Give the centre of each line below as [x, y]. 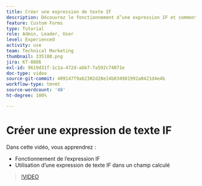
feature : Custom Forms [35, 23]
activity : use [24, 46]
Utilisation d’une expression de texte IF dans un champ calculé [92, 165]
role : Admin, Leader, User [40, 34]
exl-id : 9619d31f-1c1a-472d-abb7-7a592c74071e [66, 67]
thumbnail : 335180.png [35, 56]
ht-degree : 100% [26, 95]
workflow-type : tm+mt [33, 85]
